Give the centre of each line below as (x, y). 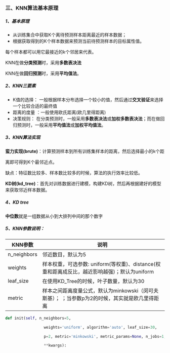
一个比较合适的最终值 (35, 106)
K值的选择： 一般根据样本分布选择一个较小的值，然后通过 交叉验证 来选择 (88, 99)
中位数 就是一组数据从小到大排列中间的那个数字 (54, 216)
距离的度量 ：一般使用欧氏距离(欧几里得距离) (59, 112)
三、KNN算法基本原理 (32, 8)
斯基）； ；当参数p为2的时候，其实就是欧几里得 (98, 298)
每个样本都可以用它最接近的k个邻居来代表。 (51, 52)
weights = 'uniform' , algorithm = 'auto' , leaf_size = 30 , (100, 327)
